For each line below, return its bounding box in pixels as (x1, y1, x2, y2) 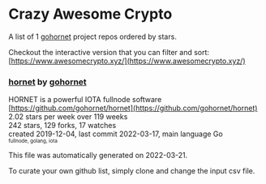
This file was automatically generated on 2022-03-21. (8, 151, 188, 160)
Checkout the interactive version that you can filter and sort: (8, 47, 209, 57)
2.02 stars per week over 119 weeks (8, 112, 128, 122)
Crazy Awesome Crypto (8, 5, 173, 24)
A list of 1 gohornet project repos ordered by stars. (8, 32, 177, 41)
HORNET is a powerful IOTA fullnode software (8, 95, 162, 105)
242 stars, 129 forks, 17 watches (8, 121, 117, 131)
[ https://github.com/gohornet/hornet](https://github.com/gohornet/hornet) (8, 103, 258, 113)
